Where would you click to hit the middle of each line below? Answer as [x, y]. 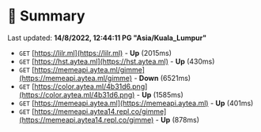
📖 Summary [46, 16]
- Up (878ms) [177, 119]
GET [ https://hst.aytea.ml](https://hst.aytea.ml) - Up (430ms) [117, 61]
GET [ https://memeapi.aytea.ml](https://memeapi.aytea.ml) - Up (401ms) [136, 103]
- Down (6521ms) [162, 78]
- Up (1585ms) [160, 94]
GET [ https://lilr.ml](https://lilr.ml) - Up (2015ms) [95, 53]
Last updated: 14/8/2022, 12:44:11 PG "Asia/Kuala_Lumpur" [107, 38]
